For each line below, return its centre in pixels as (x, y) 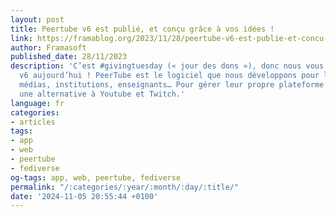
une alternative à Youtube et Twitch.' (102, 94)
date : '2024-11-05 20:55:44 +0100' (84, 196)
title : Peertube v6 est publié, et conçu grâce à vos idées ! (142, 29)
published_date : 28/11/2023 (69, 57)
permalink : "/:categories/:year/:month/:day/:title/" (125, 187)
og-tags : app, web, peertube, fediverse (96, 177)
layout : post (37, 19)
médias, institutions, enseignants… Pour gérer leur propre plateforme (172, 85)
